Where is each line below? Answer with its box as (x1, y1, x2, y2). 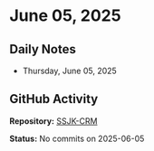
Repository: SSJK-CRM (9, 115, 98, 127)
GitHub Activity (9, 91, 99, 107)
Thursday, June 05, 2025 (22, 65, 118, 76)
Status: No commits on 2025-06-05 (9, 133, 145, 144)
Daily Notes (9, 42, 77, 57)
